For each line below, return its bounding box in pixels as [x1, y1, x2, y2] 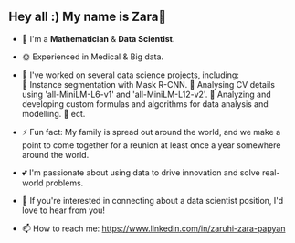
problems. [45, 177, 84, 188]
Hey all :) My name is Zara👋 [8, 9, 166, 25]
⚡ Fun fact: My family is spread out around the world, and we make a [21, 126, 281, 137]
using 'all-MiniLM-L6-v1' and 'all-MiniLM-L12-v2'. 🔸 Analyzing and [21, 89, 271, 100]
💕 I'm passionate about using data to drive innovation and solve [21, 166, 261, 178]
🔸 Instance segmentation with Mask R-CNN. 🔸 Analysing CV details [21, 79, 276, 90]
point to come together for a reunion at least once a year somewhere [21, 139, 281, 151]
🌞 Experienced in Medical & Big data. [21, 51, 164, 62]
